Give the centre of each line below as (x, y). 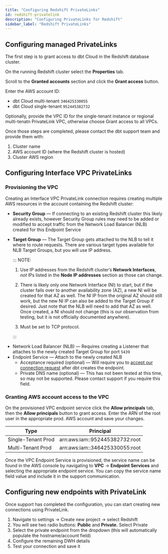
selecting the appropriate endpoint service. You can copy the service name (83, 471)
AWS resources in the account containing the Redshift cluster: (70, 204)
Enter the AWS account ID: (33, 91)
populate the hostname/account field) (52, 535)
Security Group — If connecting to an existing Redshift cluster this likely (87, 213)
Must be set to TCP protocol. (50, 326)
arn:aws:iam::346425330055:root (100, 448)
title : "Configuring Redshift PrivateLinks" (53, 10)
